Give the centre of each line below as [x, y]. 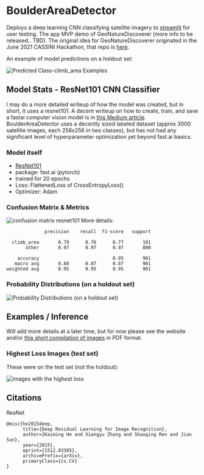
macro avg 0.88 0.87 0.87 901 [83, 264]
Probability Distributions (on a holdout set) [71, 284]
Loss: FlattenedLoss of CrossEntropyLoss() [69, 185]
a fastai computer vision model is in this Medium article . [76, 117]
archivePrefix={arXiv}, [53, 456]
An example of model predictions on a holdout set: [69, 58]
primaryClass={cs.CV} [50, 461]
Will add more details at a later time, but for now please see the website [96, 331]
